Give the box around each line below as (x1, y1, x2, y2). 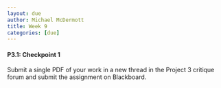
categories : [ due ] (7, 29, 60, 36)
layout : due (7, 10, 41, 17)
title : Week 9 (7, 23, 48, 30)
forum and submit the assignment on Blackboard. (7, 73, 147, 81)
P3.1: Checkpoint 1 (7, 50, 60, 58)
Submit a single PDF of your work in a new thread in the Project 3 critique (7, 66, 215, 74)
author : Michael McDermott (7, 16, 84, 23)
